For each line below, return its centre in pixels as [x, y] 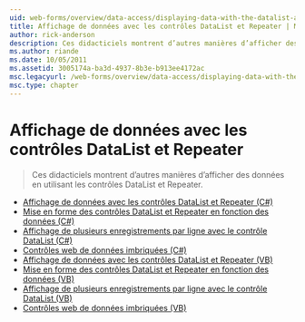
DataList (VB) [47, 298]
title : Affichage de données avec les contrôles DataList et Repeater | [150, 26]
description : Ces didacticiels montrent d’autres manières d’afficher [146, 43]
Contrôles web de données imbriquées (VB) [104, 307]
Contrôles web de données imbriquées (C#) [105, 249]
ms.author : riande [44, 52]
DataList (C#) [47, 240]
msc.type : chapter [44, 85]
